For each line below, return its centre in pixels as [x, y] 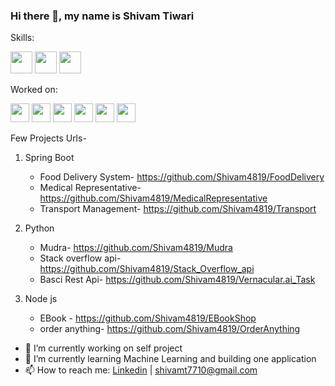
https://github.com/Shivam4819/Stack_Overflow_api [147, 269]
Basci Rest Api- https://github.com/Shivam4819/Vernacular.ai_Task [177, 280]
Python [39, 228]
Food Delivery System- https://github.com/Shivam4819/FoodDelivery [182, 177]
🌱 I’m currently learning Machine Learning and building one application [170, 359]
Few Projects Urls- [48, 138]
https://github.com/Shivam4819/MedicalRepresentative [153, 198]
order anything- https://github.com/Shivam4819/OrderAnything [170, 329]
